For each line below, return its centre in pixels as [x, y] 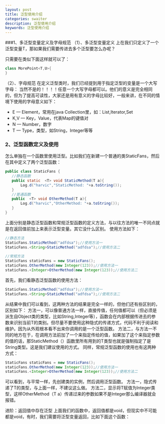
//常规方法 [15, 256]
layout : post [18, 10]
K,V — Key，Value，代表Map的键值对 [50, 118]
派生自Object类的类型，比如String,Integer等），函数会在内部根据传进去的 [78, 316]
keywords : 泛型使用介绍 [27, 28]
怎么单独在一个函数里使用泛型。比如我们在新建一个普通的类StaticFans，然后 [82, 156]
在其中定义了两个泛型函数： [33, 162]
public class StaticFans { [33, 172]
